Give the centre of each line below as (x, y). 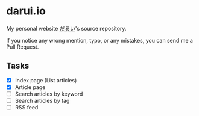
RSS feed (27, 107)
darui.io (26, 11)
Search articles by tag (42, 100)
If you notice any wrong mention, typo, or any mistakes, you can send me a (99, 40)
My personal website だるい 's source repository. (66, 28)
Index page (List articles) (46, 80)
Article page (30, 87)
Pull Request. (23, 47)
